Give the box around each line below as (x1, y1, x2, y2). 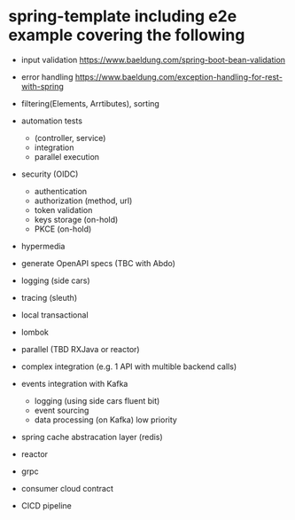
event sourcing (34, 405, 89, 415)
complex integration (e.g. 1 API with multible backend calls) (20, 361, 237, 372)
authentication (34, 185, 88, 196)
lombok (20, 327, 50, 337)
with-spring (20, 81, 64, 91)
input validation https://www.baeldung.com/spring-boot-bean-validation (20, 54, 285, 65)
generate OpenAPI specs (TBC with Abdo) (20, 257, 176, 268)
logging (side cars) (20, 275, 90, 286)
